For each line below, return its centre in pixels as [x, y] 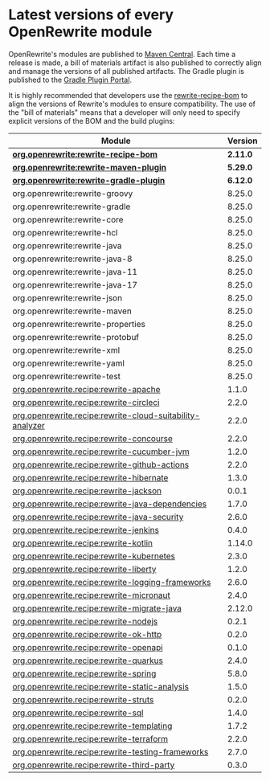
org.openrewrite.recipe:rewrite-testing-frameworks [110, 751]
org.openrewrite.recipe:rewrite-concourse [92, 438]
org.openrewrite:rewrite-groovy [73, 193]
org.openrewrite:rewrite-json [67, 297]
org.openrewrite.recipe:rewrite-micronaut [92, 595]
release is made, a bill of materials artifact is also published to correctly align [135, 63]
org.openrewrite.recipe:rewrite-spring [84, 673]
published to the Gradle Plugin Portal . [70, 80]
